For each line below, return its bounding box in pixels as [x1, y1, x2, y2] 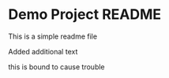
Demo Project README [8, 6, 162, 24]
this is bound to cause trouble [8, 61, 105, 72]
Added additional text [8, 46, 78, 56]
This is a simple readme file [8, 32, 97, 41]
